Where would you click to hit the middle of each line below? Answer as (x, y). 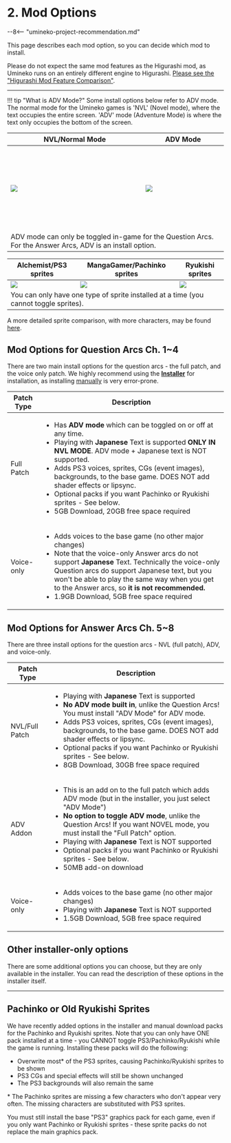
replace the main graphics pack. (53, 1131)
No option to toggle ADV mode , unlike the (132, 816)
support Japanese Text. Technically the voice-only (137, 562)
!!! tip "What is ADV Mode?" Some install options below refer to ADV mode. (113, 100)
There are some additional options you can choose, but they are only (104, 966)
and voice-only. (29, 652)
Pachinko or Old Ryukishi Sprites (78, 1009)
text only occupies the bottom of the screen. (70, 122)
